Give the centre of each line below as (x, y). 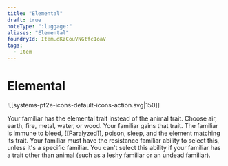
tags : (15, 45)
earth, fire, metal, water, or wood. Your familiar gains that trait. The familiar (113, 125)
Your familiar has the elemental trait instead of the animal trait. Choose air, (112, 118)
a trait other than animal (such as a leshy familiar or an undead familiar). (109, 155)
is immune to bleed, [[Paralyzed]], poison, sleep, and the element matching (114, 133)
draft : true (24, 20)
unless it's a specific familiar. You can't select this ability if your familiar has (114, 147)
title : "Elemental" (35, 13)
